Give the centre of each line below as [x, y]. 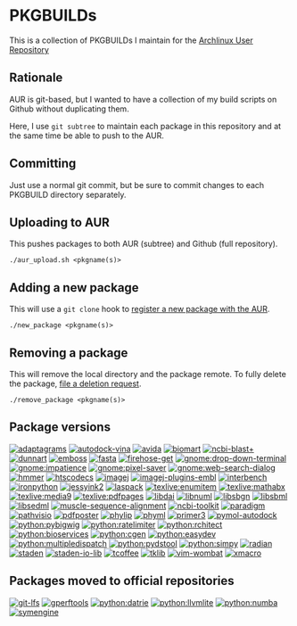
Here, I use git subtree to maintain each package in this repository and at [145, 126]
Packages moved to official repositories [122, 581]
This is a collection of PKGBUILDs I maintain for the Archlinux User [132, 40]
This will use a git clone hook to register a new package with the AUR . [140, 309]
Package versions [60, 428]
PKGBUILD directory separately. [68, 194]
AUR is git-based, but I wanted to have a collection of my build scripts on [143, 99]
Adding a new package [74, 288]
